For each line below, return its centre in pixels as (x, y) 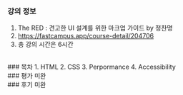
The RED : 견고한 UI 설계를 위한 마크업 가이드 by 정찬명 (95, 28)
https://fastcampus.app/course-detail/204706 (86, 36)
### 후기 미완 (27, 85)
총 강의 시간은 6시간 (45, 45)
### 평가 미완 (27, 76)
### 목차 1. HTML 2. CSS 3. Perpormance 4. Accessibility (92, 67)
